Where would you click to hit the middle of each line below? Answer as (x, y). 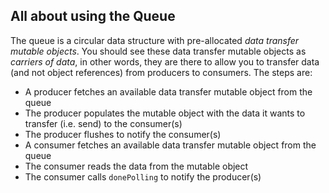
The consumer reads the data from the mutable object (136, 166)
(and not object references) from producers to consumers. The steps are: (161, 72)
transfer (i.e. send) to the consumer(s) (103, 123)
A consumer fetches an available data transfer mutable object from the (170, 145)
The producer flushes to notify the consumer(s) (123, 134)
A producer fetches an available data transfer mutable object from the (168, 91)
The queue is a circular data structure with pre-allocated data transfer (155, 40)
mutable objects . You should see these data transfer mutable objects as (158, 51)
